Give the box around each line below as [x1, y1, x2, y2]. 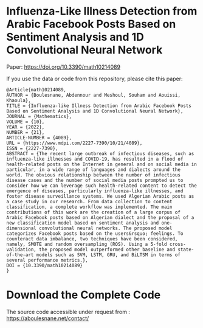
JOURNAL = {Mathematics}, [6, 113, 72, 119]
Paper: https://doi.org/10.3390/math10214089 [6, 63, 120, 71]
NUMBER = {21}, [6, 129, 45, 135]
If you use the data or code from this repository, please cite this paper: [6, 75, 183, 82]
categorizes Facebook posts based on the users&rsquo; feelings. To [6, 230, 184, 237]
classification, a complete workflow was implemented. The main [6, 204, 173, 210]
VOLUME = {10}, [6, 119, 45, 125]
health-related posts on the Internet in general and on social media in [6, 161, 198, 167]
